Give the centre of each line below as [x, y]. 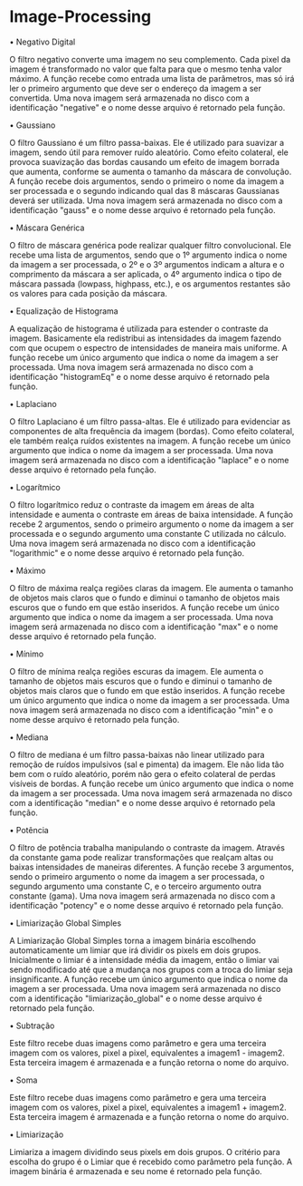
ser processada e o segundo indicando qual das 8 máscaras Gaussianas [145, 190]
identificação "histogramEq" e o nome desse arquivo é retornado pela [139, 376]
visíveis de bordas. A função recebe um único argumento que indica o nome [151, 783]
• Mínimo [27, 654]
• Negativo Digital [43, 42]
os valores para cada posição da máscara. [88, 293]
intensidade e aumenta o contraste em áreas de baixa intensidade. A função [151, 514]
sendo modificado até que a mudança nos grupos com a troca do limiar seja [151, 969]
